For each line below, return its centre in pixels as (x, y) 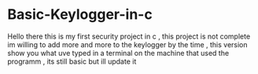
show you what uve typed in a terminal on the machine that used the (118, 53)
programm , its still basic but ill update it (72, 61)
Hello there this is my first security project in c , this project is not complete (129, 36)
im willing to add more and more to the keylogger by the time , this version (128, 44)
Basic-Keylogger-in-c (80, 15)
